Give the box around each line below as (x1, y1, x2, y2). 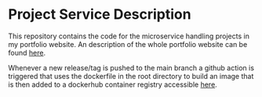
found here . (8, 48, 45, 57)
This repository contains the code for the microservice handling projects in (8, 31, 249, 41)
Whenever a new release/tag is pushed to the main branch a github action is (8, 63, 255, 72)
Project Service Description (8, 5, 191, 23)
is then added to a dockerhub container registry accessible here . (8, 80, 217, 89)
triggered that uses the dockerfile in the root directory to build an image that (8, 71, 254, 81)
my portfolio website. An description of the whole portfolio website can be (8, 39, 248, 48)
